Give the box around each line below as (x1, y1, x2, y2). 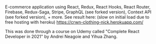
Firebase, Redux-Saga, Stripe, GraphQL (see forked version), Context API (5, 9, 152, 15)
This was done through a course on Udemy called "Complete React (5, 29, 140, 34)
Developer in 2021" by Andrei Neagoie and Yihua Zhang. (5, 33, 118, 39)
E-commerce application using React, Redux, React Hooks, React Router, (5, 4, 151, 10)
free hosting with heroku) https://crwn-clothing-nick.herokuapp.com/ (5, 19, 144, 25)
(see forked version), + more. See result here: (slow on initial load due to (5, 14, 150, 20)
